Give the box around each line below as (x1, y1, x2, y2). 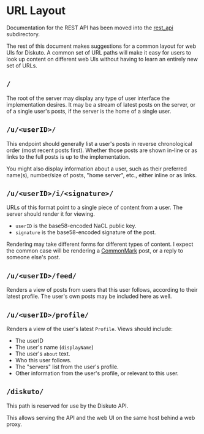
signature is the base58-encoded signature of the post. (15, 229, 156, 236)
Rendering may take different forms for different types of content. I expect (6, 240, 194, 248)
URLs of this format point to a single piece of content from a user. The (6, 204, 183, 211)
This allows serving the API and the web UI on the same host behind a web (6, 414, 195, 421)
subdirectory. (6, 30, 40, 37)
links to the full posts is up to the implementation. (6, 153, 130, 160)
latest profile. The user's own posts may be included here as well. (6, 292, 172, 300)
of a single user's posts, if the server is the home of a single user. (6, 107, 172, 115)
